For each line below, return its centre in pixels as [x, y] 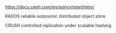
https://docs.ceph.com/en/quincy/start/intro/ [50, 7]
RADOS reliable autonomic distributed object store [55, 16]
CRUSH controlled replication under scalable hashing [58, 25]
